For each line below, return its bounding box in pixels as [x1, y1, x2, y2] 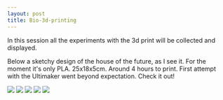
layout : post [7, 10, 46, 17]
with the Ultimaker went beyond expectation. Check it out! [7, 71, 175, 80]
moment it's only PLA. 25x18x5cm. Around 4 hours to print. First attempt [7, 64, 216, 73]
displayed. [7, 43, 37, 52]
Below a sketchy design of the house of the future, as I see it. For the [7, 57, 207, 65]
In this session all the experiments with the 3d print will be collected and [7, 36, 216, 44]
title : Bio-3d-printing [7, 17, 77, 24]
